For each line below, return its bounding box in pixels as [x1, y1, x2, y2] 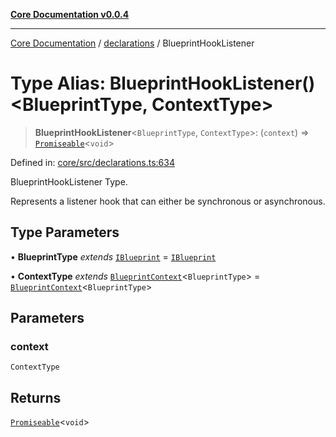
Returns [10, 389, 62, 406]
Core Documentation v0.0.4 [10, 9, 130, 20]
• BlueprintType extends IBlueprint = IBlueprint [10, 250, 217, 263]
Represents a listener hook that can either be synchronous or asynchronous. [10, 195, 326, 207]
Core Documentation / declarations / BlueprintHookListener [10, 37, 255, 49]
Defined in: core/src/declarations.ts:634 [10, 156, 175, 168]
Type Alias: [10, 72, 107, 95]
